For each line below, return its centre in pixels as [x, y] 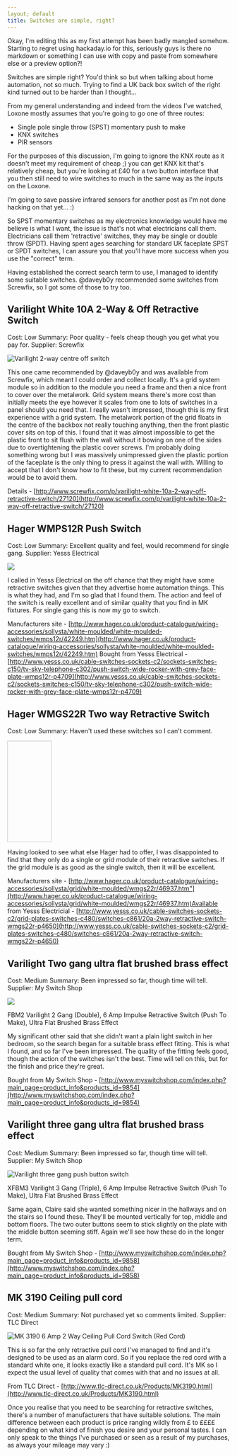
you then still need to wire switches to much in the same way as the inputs [115, 178]
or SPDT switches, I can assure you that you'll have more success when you [118, 251]
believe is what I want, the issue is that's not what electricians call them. [112, 228]
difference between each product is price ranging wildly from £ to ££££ [111, 1422]
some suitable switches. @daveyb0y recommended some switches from [113, 280]
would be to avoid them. [42, 478]
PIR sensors [35, 142]
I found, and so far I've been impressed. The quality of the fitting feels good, [118, 1051]
